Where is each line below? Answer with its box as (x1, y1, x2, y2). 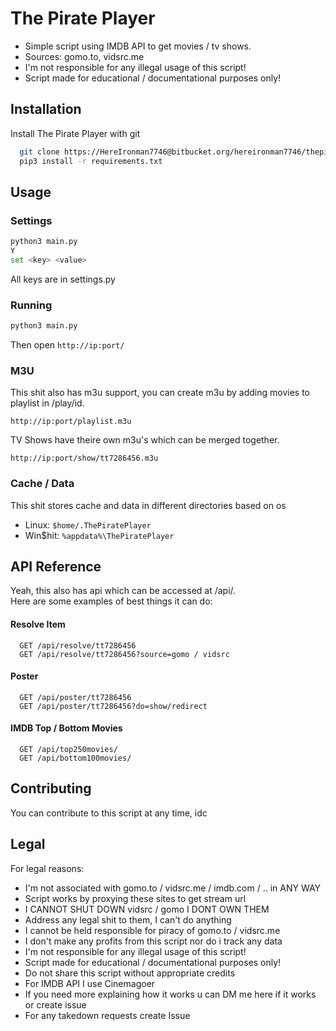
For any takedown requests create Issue (24, 1009, 191, 1021)
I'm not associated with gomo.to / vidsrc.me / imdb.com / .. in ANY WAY (24, 882, 322, 894)
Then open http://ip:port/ (10, 338, 125, 351)
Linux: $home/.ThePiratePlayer (24, 518, 152, 531)
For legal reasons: (10, 862, 85, 874)
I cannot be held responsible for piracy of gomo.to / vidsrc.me (24, 924, 281, 936)
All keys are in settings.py (10, 273, 116, 285)
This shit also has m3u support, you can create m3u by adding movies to (10, 387, 310, 399)
